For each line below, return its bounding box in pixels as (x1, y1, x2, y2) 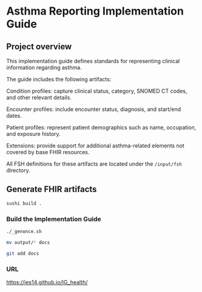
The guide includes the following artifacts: (6, 76, 112, 83)
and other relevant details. (6, 94, 72, 101)
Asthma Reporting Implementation (6, 4, 184, 18)
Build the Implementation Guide (6, 214, 101, 223)
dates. (6, 112, 22, 119)
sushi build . (6, 200, 42, 206)
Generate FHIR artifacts (6, 184, 97, 195)
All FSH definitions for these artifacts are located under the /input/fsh (6, 160, 182, 168)
